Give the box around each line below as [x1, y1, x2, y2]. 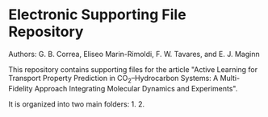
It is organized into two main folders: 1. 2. [8, 99, 145, 109]
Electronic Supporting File [8, 6, 187, 24]
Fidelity [8, 83, 33, 93]
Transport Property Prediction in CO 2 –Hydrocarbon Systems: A [8, 73, 219, 85]
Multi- [220, 73, 241, 83]
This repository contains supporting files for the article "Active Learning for [8, 64, 258, 74]
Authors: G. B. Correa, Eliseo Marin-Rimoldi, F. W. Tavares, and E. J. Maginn [8, 49, 260, 58]
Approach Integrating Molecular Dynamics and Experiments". [34, 83, 238, 93]
